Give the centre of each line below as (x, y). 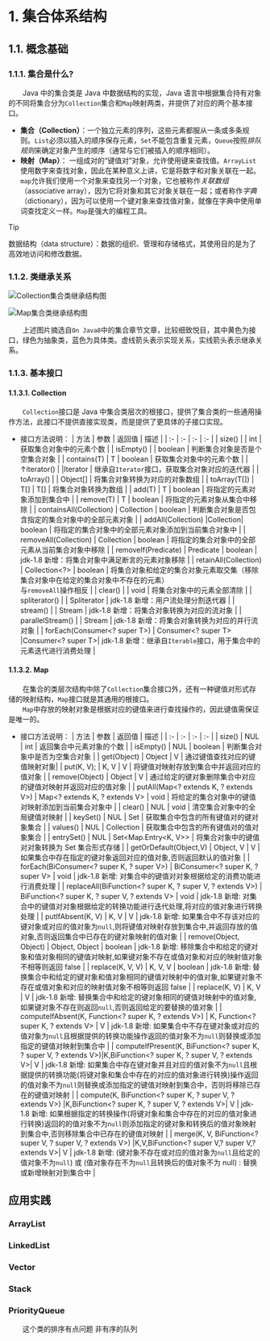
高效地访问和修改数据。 (47, 253)
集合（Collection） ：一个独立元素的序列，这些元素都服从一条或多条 (131, 130)
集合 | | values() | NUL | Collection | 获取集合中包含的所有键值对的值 (139, 827)
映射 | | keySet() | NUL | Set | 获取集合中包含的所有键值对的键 (150, 817)
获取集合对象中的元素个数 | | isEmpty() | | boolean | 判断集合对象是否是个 (141, 449)
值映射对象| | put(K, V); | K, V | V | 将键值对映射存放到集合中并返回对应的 (140, 767)
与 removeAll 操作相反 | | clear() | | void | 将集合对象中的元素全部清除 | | (136, 591)
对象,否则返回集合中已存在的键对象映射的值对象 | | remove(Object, (130, 936)
